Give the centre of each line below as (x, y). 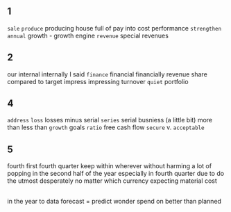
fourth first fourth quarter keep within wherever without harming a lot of (110, 166)
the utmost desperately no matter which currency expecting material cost (112, 181)
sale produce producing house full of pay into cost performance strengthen (114, 28)
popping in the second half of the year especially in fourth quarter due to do (115, 174)
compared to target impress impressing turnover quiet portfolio (98, 81)
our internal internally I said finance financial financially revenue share (108, 74)
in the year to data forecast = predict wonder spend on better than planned (114, 201)
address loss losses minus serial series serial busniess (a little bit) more (110, 120)
